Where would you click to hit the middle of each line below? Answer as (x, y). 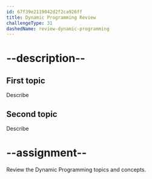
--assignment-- (47, 153)
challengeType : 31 (29, 23)
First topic (26, 80)
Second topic (32, 114)
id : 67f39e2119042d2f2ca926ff (45, 12)
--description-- (46, 58)
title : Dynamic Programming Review (51, 17)
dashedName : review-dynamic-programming (58, 29)
